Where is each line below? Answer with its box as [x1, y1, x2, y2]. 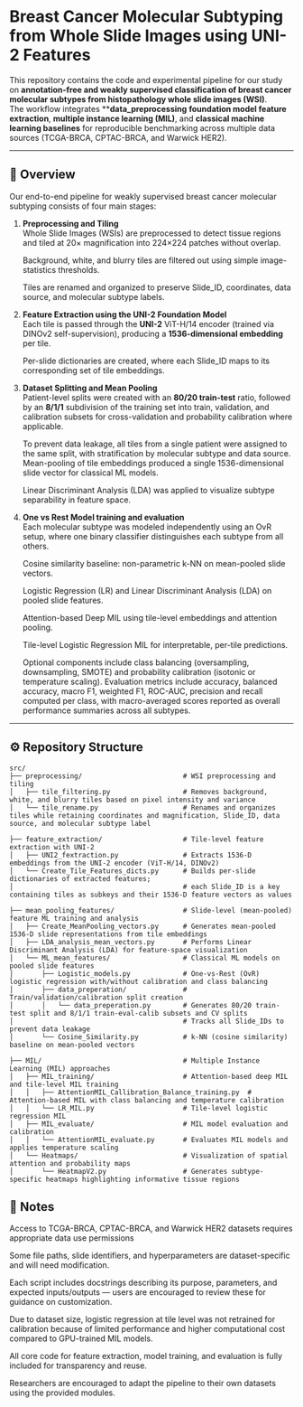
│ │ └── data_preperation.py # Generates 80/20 [9, 1000, 252, 1009]
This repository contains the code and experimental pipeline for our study [9, 74, 283, 85]
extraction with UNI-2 [9, 842, 95, 851]
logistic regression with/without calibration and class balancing [9, 977, 269, 986]
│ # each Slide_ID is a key [9, 882, 280, 891]
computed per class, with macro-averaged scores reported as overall [22, 695, 280, 706]
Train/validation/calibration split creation [9, 992, 183, 1002]
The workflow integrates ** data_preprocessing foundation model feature [9, 103, 287, 114]
